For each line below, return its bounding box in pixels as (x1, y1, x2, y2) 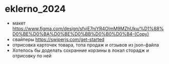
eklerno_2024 (5, 3, 66, 15)
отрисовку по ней (12, 52, 52, 59)
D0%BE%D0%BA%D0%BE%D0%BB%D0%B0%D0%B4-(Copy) (12, 31, 149, 37)
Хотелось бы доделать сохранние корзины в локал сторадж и (12, 47, 149, 53)
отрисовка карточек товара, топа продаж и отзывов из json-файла (12, 41, 159, 48)
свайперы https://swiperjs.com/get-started (12, 36, 105, 42)
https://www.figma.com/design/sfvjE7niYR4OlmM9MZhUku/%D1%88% (12, 25, 164, 31)
